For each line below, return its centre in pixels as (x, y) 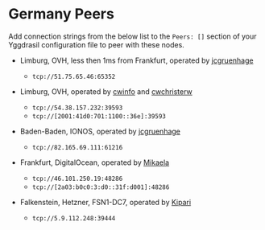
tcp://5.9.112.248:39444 (74, 218)
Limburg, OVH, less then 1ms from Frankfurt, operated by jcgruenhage (137, 60)
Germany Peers (61, 14)
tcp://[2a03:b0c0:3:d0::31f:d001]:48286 (101, 187)
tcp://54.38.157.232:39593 (77, 108)
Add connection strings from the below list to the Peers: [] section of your (132, 36)
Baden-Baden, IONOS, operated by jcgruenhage (100, 131)
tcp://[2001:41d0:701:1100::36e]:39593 (99, 116)
